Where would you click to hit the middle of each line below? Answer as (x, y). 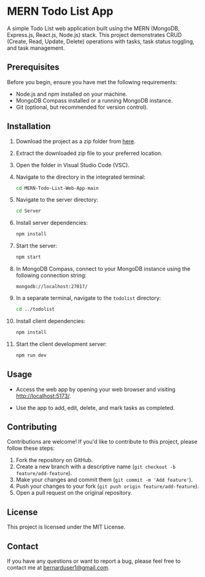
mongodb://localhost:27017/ (52, 287)
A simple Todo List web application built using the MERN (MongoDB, (93, 28)
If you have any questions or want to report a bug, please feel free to (94, 561)
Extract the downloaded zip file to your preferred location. (89, 153)
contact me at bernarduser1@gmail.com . (58, 567)
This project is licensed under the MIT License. (66, 527)
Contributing (32, 427)
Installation (29, 126)
